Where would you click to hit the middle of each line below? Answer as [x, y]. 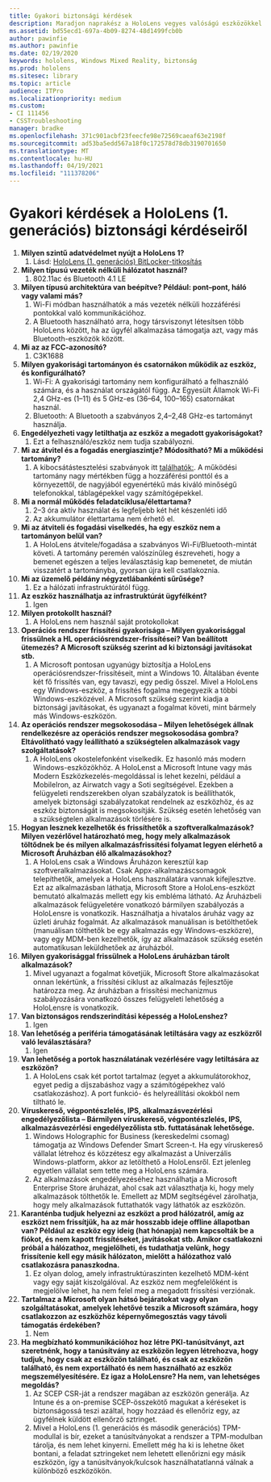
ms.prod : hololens [40, 69]
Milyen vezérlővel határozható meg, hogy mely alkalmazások [125, 835]
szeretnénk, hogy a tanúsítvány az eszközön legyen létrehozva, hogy [140, 1350]
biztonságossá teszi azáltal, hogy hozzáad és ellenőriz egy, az [136, 1410]
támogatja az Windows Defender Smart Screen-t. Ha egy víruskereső [148, 1145]
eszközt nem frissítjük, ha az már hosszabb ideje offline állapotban [135, 1222]
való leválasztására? [56, 1041]
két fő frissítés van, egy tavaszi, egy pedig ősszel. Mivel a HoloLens [145, 681]
